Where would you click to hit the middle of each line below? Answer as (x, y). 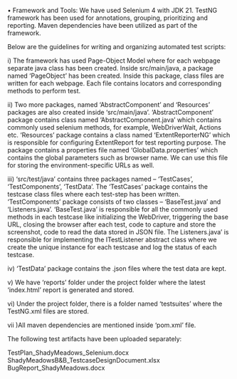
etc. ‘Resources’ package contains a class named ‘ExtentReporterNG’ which (119, 135)
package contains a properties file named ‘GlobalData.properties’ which (113, 150)
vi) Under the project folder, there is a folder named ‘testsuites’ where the (115, 303)
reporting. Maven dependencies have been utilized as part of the (102, 25)
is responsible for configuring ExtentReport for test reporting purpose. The (117, 142)
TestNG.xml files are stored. (48, 311)
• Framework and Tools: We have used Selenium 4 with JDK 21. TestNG (112, 10)
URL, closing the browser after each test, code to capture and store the (112, 224)
